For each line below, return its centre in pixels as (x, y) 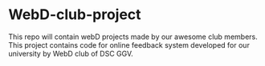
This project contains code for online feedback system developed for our (129, 45)
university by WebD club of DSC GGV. (71, 53)
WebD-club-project (75, 15)
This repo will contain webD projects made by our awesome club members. (133, 37)
